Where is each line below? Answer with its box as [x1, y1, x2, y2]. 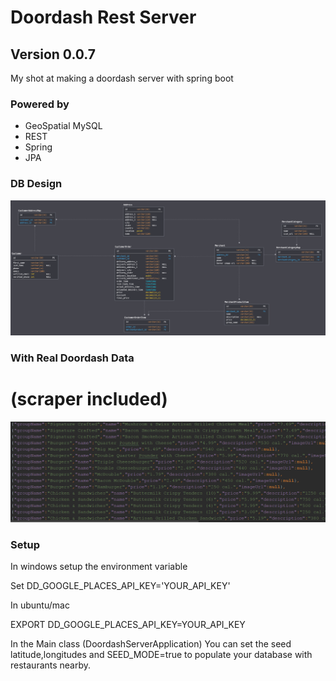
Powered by [10, 97, 70, 111]
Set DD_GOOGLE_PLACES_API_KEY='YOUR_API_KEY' [10, 580, 231, 592]
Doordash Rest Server [10, 6, 197, 29]
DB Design [10, 177, 63, 191]
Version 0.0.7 [10, 46, 97, 63]
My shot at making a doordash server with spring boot [10, 72, 234, 84]
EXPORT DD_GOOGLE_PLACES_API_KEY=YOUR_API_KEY [10, 619, 246, 631]
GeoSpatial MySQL [24, 120, 103, 132]
